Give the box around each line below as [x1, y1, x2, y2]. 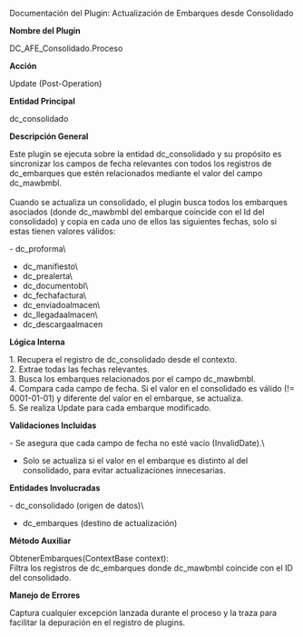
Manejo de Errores [9, 590, 81, 601]
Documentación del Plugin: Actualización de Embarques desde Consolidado [9, 8, 294, 18]
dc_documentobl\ [22, 281, 89, 291]
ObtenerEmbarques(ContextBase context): [9, 553, 170, 563]
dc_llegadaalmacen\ [22, 309, 98, 320]
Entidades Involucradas [9, 483, 101, 493]
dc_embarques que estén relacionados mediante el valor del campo [9, 168, 263, 178]
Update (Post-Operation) [9, 78, 103, 89]
